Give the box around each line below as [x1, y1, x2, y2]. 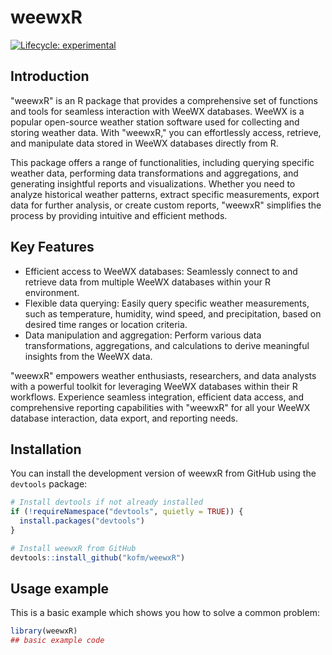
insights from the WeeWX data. [24, 350, 153, 362]
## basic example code [10, 636, 105, 646]
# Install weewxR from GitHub [10, 543, 137, 553]
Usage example [10, 581, 110, 598]
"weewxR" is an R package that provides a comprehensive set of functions [10, 94, 318, 106]
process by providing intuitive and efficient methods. [10, 209, 228, 221]
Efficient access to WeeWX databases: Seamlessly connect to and [24, 265, 298, 277]
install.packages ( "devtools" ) [19, 516, 145, 526]
